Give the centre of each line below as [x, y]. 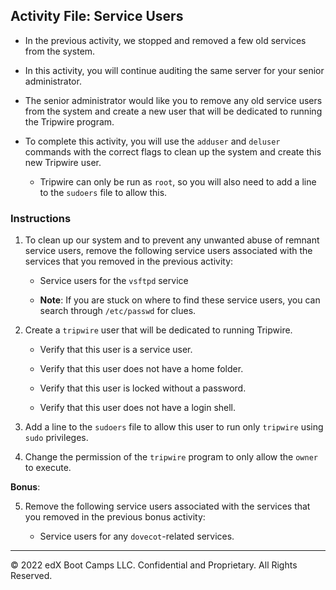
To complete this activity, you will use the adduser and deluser [152, 141]
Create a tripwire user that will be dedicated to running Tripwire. [158, 330]
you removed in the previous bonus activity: [115, 517]
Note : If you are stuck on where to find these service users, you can [180, 300]
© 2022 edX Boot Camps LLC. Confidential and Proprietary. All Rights [154, 565]
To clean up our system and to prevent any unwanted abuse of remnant [172, 240]
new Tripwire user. [63, 162]
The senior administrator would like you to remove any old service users [173, 100]
